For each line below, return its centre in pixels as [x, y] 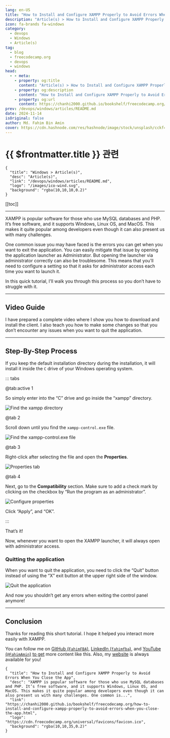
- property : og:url [35, 99]
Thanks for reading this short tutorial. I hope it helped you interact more [80, 634]
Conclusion [24, 621]
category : [16, 29]
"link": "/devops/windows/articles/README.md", [61, 181]
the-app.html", [21, 713]
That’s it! [14, 531]
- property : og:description [44, 90]
